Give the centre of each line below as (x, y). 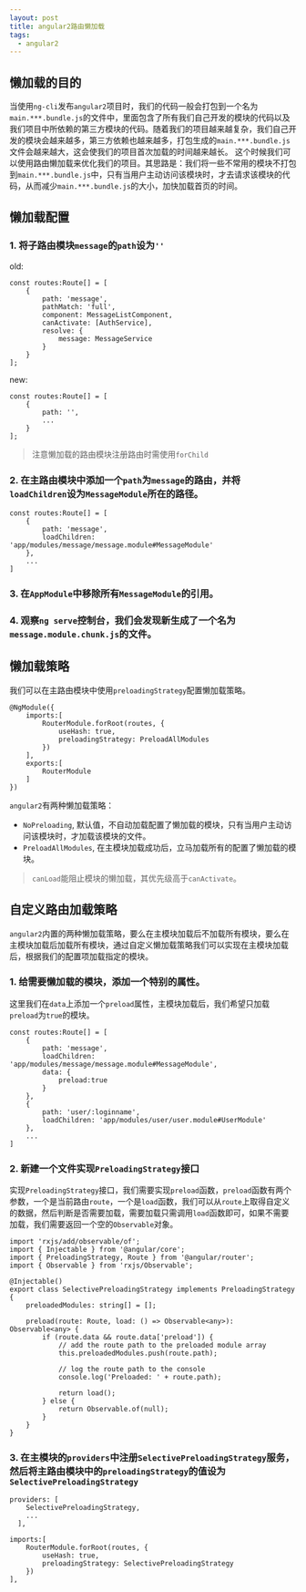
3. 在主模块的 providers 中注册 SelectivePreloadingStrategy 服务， (152, 1458)
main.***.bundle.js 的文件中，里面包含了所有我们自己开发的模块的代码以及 (150, 118)
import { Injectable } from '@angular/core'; (97, 1250)
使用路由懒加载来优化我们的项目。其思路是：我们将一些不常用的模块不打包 (157, 163)
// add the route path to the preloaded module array (162, 1346)
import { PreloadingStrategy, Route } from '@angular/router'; (132, 1258)
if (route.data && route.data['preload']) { (128, 1338)
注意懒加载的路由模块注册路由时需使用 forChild (120, 454)
